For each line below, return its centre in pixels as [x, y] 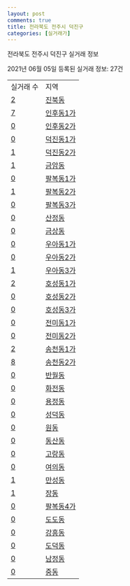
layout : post [26, 14]
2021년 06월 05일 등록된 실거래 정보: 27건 [65, 69]
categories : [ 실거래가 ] [39, 33]
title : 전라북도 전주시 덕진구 [45, 27]
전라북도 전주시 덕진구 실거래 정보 [53, 54]
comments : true [29, 20]
